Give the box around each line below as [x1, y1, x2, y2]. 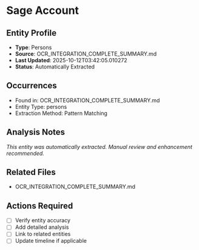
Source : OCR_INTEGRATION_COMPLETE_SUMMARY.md [15, 50, 157, 58]
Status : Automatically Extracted [15, 63, 95, 70]
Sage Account [6, 4, 79, 18]
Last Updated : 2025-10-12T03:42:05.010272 [15, 57, 127, 64]
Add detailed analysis [15, 223, 69, 231]
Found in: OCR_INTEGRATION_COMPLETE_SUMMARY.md [15, 96, 160, 104]
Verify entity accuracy [15, 217, 71, 224]
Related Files [6, 167, 56, 177]
